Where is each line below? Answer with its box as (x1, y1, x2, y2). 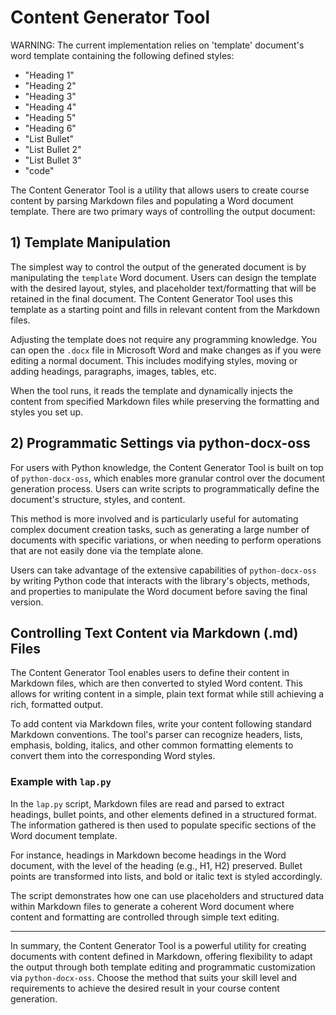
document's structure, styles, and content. (10, 493, 186, 505)
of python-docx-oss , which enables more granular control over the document (10, 472, 326, 484)
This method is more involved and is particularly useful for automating (10, 512, 299, 525)
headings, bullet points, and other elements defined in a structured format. (10, 808, 317, 820)
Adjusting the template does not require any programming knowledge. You (10, 333, 318, 345)
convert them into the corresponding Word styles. (10, 750, 216, 762)
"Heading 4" (24, 101, 77, 113)
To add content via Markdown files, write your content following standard (10, 718, 312, 730)
